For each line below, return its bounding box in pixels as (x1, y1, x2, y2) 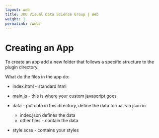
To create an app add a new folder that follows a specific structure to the (5, 59, 155, 65)
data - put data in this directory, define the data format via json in (12, 103, 146, 109)
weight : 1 (5, 16, 26, 21)
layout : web (5, 7, 30, 12)
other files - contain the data (19, 118, 79, 124)
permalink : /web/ (5, 21, 41, 26)
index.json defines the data (19, 112, 76, 118)
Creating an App (5, 43, 74, 54)
